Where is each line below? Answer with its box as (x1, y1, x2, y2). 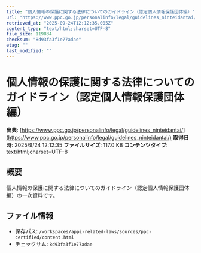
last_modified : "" (6, 48, 52, 54)
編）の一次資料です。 (6, 191, 59, 198)
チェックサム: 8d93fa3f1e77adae (14, 240, 93, 248)
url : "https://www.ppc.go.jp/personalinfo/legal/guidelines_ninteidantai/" (6, 14, 199, 20)
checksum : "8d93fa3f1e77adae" (6, 37, 82, 43)
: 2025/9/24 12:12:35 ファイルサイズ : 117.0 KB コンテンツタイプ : (11, 141, 168, 149)
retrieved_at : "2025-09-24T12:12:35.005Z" (6, 20, 114, 26)
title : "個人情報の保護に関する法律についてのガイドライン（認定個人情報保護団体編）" (6, 8, 196, 15)
